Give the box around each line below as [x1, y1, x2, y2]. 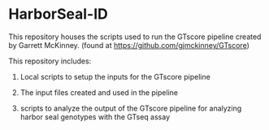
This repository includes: [8, 56, 92, 66]
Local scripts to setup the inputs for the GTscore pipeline [20, 71, 211, 81]
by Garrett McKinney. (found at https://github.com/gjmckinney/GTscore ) [8, 40, 250, 50]
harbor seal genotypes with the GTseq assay [20, 111, 171, 122]
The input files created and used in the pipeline [20, 87, 179, 97]
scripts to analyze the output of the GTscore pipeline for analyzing [20, 103, 242, 113]
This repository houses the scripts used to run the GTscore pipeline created [8, 32, 262, 41]
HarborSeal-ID [8, 5, 108, 24]
